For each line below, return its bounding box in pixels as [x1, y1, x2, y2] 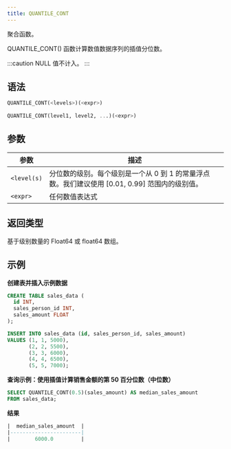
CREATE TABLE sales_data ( [7, 292, 85, 299]
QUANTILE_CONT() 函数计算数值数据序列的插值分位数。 [7, 44, 166, 52]
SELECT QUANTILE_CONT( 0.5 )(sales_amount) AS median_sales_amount [7, 389, 198, 396]
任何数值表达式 [49, 192, 98, 201]
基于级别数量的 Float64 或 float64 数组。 [7, 237, 122, 245]
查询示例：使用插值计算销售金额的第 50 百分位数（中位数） [7, 375, 175, 384]
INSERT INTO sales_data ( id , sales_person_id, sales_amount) [7, 330, 186, 337]
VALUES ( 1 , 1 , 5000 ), [7, 336, 69, 344]
